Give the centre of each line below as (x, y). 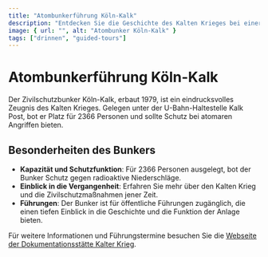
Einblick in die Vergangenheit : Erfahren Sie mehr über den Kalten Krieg (138, 186)
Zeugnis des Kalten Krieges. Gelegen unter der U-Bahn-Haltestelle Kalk (126, 108)
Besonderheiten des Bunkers (82, 150)
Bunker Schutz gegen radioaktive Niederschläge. (100, 178)
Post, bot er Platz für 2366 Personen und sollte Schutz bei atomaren (120, 117)
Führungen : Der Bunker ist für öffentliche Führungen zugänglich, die (132, 203)
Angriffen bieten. (36, 125)
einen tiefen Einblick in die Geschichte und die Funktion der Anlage (130, 212)
